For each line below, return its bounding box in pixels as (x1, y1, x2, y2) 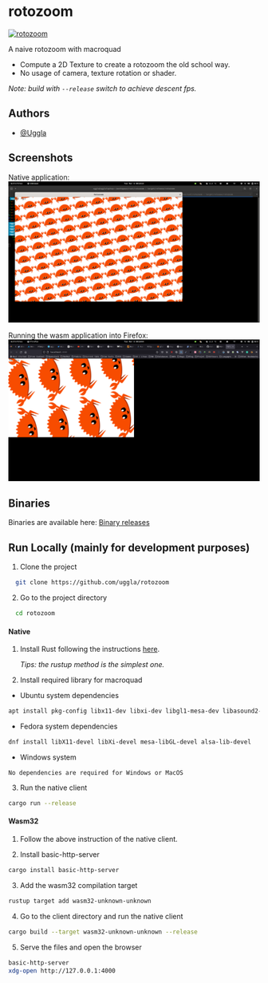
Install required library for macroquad (19, 675, 143, 685)
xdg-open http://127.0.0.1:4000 (8, 967, 116, 975)
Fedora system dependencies (19, 721, 118, 732)
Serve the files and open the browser (19, 942, 142, 952)
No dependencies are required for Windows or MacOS (8, 768, 183, 776)
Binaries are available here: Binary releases (8, 518, 150, 527)
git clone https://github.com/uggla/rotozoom (15, 578, 170, 586)
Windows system (19, 752, 77, 762)
